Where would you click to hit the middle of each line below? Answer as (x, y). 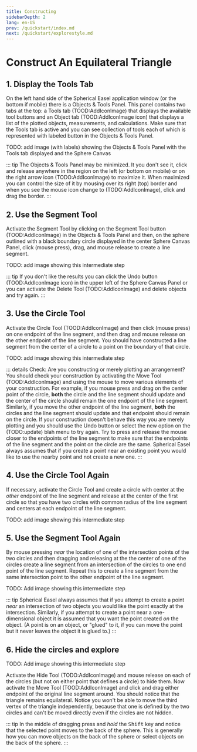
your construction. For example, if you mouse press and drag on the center (97, 388)
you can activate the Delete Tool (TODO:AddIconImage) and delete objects (96, 289)
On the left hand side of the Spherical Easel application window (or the (91, 98)
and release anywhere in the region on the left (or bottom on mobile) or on (96, 171)
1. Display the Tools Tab (50, 84)
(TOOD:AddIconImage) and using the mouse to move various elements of (95, 382)
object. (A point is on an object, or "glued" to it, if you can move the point (94, 625)
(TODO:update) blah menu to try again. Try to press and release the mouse (96, 432)
